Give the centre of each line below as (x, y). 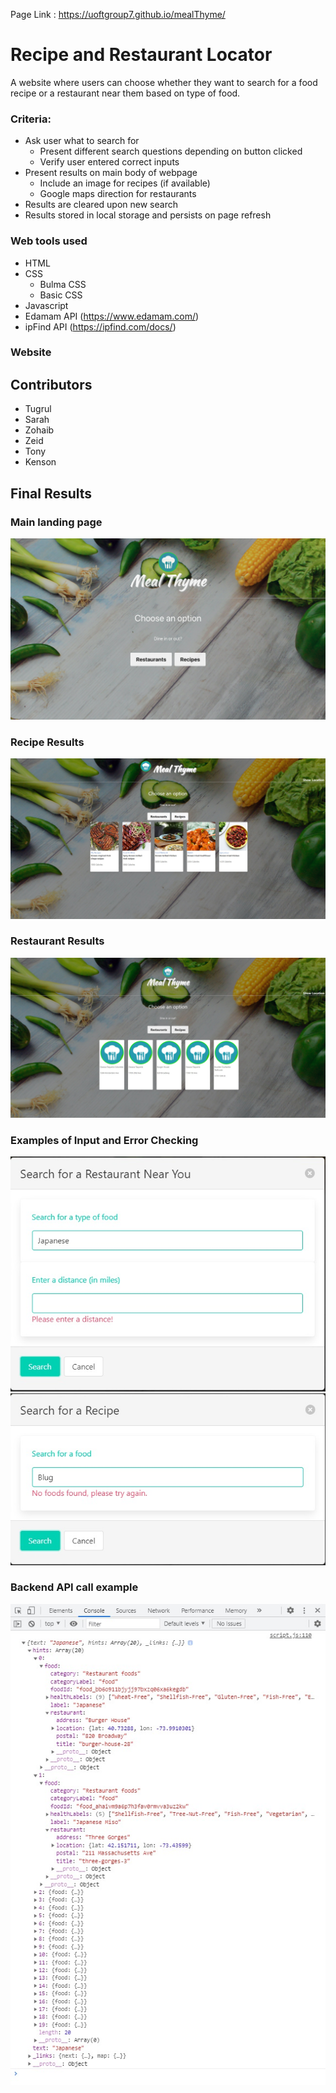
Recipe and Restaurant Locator (141, 55)
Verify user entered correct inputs (109, 162)
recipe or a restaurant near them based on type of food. (125, 93)
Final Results (51, 493)
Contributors (51, 384)
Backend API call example (74, 1587)
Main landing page (56, 522)
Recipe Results (47, 742)
